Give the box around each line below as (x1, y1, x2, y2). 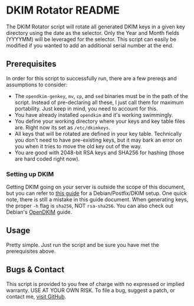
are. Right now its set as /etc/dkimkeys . (14, 123, 110, 131)
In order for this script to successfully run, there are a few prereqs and (6, 74, 177, 82)
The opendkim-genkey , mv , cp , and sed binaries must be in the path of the (14, 92, 189, 99)
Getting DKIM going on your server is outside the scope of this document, (6, 184, 186, 191)
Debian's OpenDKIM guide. (6, 209, 73, 216)
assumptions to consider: (6, 81, 68, 88)
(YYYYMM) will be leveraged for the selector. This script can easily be (6, 35, 177, 43)
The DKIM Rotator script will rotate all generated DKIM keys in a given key (6, 23, 186, 30)
